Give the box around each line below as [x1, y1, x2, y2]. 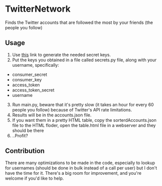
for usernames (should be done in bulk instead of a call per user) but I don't [5, 165, 157, 171]
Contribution [5, 147, 45, 155]
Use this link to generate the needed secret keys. [12, 52, 111, 57]
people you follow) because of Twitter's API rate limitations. [12, 107, 132, 112]
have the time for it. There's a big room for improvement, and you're [5, 170, 142, 176]
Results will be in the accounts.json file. [12, 112, 92, 118]
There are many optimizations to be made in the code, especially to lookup [5, 160, 155, 166]
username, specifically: [12, 62, 60, 68]
